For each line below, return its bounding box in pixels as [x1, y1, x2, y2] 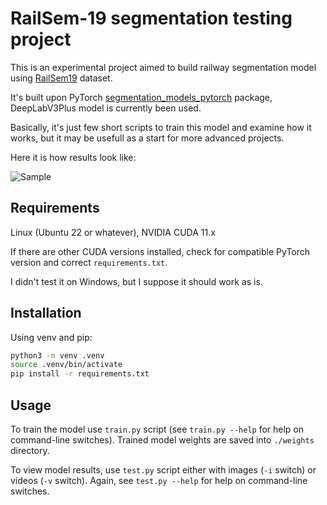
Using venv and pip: [10, 331, 93, 343]
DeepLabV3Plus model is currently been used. [10, 102, 202, 114]
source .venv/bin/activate [10, 360, 123, 370]
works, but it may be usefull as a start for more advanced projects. [10, 132, 285, 144]
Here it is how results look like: [10, 151, 137, 163]
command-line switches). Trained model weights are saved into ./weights [10, 434, 315, 446]
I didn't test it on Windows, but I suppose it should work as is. [10, 275, 263, 287]
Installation [10, 305, 82, 322]
